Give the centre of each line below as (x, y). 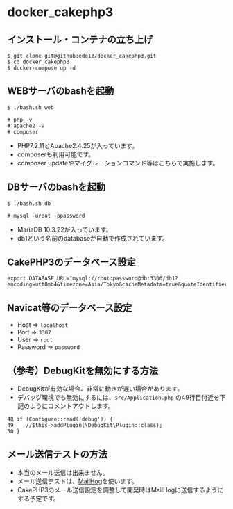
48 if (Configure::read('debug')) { (60, 419)
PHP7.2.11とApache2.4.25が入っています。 (78, 145)
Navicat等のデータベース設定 (70, 308)
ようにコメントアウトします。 (72, 406)
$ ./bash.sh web (31, 107)
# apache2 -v (26, 126)
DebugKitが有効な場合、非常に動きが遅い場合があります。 (100, 389)
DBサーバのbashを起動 (57, 187)
